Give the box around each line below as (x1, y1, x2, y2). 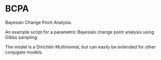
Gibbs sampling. (5, 34, 39, 40)
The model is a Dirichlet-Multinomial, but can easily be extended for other (5, 44, 156, 50)
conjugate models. (5, 49, 43, 55)
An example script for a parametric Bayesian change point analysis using (5, 29, 155, 35)
